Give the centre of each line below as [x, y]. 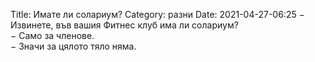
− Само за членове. [52, 35]
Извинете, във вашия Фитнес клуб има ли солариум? [124, 25]
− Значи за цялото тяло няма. [73, 46]
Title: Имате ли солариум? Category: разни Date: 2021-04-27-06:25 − [157, 14]
